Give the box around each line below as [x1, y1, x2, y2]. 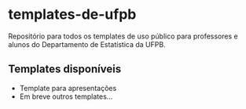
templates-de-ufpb [8, 5, 137, 24]
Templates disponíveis [8, 63, 122, 76]
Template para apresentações [19, 83, 117, 93]
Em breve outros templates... [19, 92, 113, 101]
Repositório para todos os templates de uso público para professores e [8, 31, 238, 41]
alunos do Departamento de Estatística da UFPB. [8, 39, 167, 49]
